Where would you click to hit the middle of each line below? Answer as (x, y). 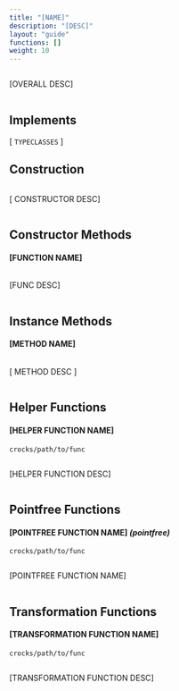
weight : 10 (29, 51)
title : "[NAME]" (39, 17)
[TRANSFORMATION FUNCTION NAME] (84, 635)
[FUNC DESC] (35, 285)
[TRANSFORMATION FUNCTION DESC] (81, 678)
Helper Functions (58, 408)
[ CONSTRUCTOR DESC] (55, 198)
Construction (47, 169)
